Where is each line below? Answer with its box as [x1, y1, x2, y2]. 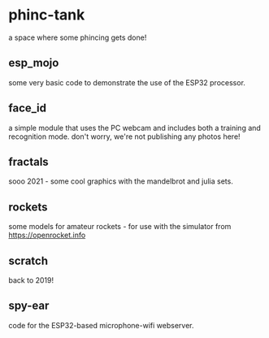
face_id [8, 102, 47, 115]
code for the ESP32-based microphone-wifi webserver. [8, 320, 194, 330]
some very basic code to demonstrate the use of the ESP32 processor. [8, 77, 246, 87]
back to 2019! [8, 275, 54, 285]
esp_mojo [8, 56, 59, 70]
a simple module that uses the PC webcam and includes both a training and [8, 123, 262, 132]
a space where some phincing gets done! [8, 32, 147, 42]
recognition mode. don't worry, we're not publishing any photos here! [8, 132, 241, 141]
